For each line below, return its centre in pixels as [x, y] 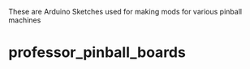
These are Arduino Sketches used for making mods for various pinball [125, 12]
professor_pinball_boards [97, 53]
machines [25, 20]
